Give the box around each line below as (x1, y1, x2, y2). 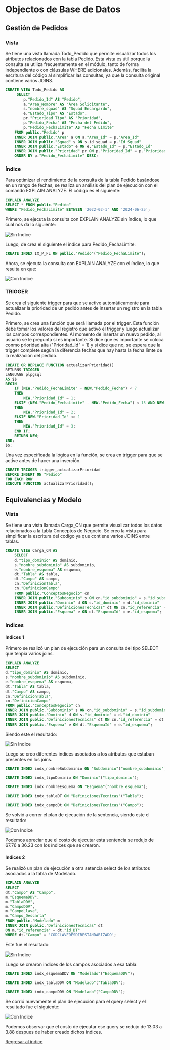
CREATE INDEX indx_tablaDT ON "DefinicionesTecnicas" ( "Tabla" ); (5, 794, 144, 799)
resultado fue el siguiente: (5, 1004, 60, 1010)
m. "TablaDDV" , (5, 899, 35, 904)
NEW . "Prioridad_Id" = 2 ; (23, 410, 76, 415)
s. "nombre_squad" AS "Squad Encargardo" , (23, 106, 112, 111)
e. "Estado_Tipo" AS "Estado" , (23, 111, 87, 116)
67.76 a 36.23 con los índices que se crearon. (5, 842, 100, 848)
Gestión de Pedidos (5, 24, 68, 32)
